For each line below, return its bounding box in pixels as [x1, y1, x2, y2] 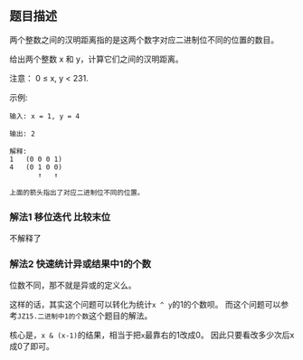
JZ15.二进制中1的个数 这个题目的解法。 [17, 310, 153, 321]
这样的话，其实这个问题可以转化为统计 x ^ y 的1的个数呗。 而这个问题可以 [9, 299, 281, 310]
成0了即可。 [9, 341, 54, 352]
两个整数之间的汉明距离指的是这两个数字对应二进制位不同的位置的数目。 [9, 34, 279, 45]
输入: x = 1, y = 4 [9, 111, 80, 120]
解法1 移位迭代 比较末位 [9, 211, 111, 223]
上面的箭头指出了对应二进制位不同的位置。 [9, 188, 145, 197]
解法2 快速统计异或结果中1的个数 [9, 258, 152, 270]
